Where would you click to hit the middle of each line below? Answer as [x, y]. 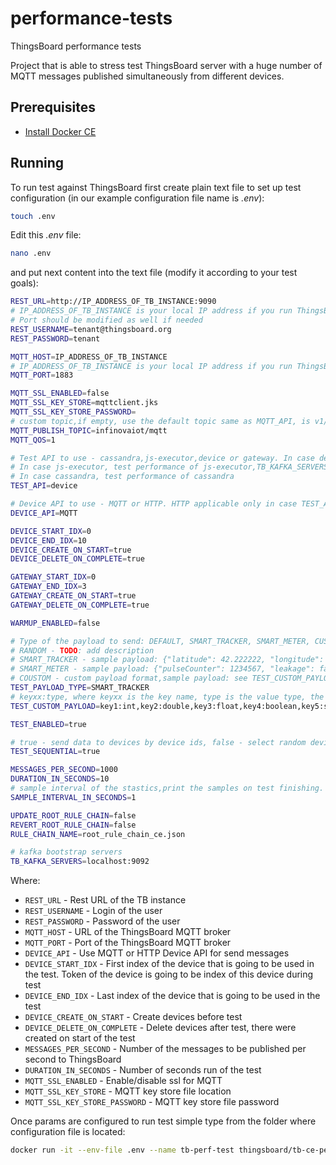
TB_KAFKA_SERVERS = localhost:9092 [80, 862]
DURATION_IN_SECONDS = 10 [60, 779]
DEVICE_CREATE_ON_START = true [71, 550]
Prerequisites [53, 107]
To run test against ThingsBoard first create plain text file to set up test [156, 187]
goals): [24, 283]
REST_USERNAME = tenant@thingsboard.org [91, 329]
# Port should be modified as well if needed [106, 320]
